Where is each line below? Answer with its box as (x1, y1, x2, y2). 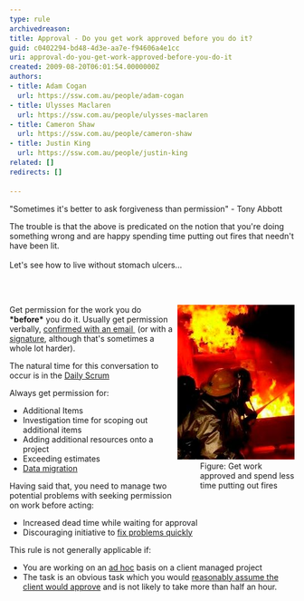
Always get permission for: (9, 387, 109, 398)
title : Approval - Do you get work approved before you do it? (9, 34, 253, 43)
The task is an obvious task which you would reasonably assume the (22, 571, 279, 582)
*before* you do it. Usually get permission (9, 314, 168, 325)
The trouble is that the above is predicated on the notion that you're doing (9, 220, 285, 231)
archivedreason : (9, 24, 71, 34)
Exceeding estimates (22, 453, 101, 464)
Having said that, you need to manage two (9, 480, 167, 491)
